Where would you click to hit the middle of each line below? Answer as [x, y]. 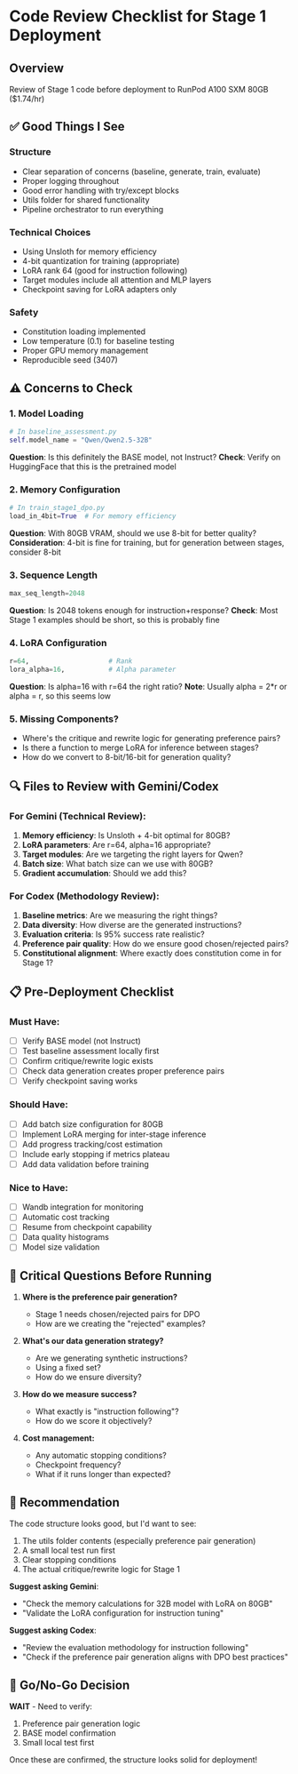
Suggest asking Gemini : [54, 1586]
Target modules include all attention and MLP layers [117, 280]
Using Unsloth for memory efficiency [89, 252]
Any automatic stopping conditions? [101, 1456]
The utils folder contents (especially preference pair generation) [139, 1541]
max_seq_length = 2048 [47, 594]
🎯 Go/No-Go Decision [70, 1685]
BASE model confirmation [69, 1733]
